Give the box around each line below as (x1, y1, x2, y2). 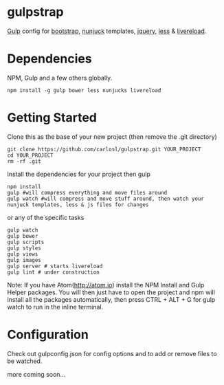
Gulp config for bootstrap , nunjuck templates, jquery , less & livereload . (7, 27, 207, 35)
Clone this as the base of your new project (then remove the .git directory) (7, 132, 218, 141)
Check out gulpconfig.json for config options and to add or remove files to (7, 349, 218, 357)
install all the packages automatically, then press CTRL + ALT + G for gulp (7, 295, 216, 303)
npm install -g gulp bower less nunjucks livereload (7, 87, 161, 93)
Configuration (7, 327, 89, 342)
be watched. (7, 357, 43, 365)
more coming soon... (7, 370, 66, 378)
